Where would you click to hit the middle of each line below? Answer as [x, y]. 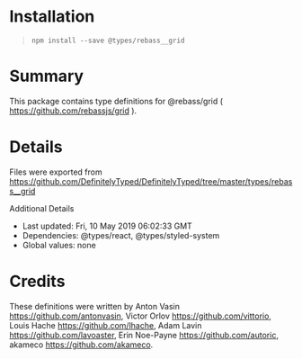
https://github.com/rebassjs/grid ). [73, 111]
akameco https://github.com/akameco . [81, 345]
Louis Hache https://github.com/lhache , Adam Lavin [106, 325]
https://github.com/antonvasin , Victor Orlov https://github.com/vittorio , [141, 316]
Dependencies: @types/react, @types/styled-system [121, 235]
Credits [37, 282]
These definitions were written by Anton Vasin [94, 306]
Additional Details [42, 208]
